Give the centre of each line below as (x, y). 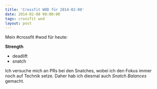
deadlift (20, 56)
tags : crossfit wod (25, 19)
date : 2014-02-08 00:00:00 (33, 14)
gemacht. (15, 81)
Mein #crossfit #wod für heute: (36, 37)
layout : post (18, 23)
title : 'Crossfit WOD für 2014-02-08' (45, 10)
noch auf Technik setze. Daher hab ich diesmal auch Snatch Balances (76, 76)
